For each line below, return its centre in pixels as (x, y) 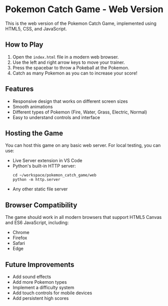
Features (19, 89)
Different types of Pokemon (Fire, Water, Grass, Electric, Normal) (80, 112)
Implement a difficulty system (43, 288)
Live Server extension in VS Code (47, 161)
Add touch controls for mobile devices (52, 293)
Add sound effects (32, 277)
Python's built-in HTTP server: (44, 166)
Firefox (20, 238)
